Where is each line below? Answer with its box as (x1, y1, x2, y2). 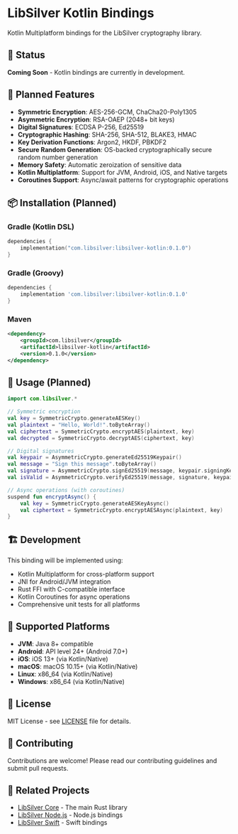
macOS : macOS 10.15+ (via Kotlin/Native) (17, 662, 138, 670)
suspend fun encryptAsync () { (7, 493, 97, 501)
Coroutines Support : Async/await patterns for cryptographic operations (17, 176, 229, 184)
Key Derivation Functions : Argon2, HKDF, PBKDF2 (17, 137, 167, 146)
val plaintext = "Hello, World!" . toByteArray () (7, 421, 151, 428)
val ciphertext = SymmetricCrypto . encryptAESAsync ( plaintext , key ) (20, 506, 223, 513)
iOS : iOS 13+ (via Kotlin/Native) (17, 654, 108, 663)
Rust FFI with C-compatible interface (17, 585, 125, 594)
